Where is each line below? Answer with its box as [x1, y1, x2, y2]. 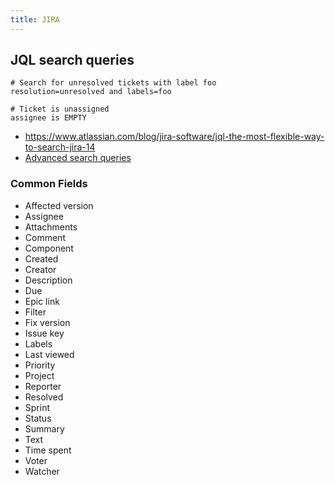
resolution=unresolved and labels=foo [10, 87, 172, 97]
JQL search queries [10, 52, 135, 69]
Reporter [24, 380, 62, 392]
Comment [24, 231, 66, 243]
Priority [24, 359, 56, 371]
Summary [24, 422, 65, 435]
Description [24, 274, 73, 286]
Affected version [24, 199, 94, 211]
